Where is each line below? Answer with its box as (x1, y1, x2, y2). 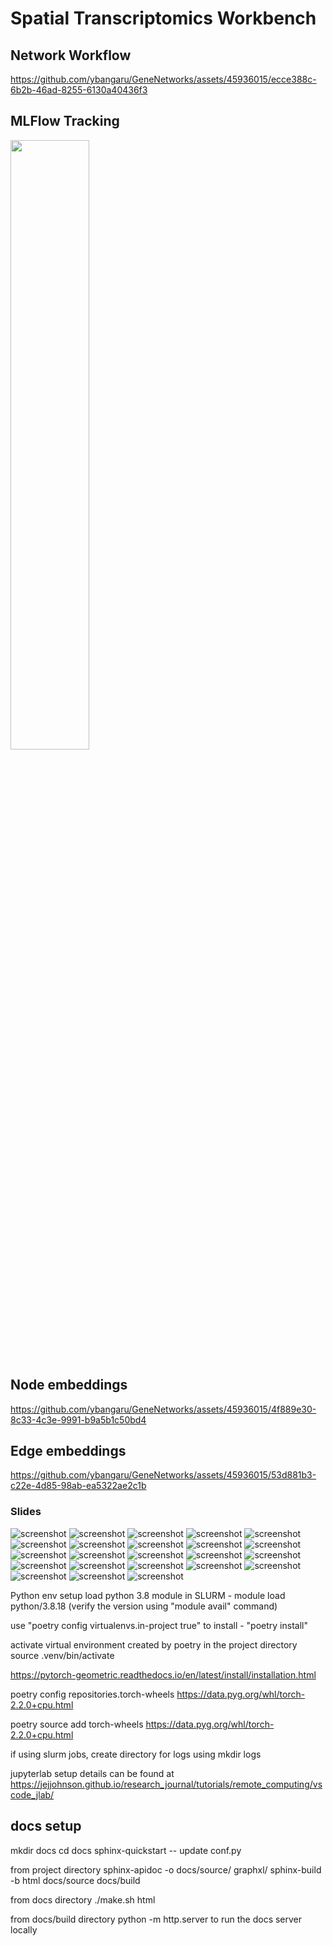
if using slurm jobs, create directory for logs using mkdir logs (10, 1748, 262, 1760)
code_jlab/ (10, 1788, 55, 1801)
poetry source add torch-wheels (10, 1718, 144, 1730)
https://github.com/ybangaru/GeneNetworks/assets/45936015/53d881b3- (10, 1469, 317, 1481)
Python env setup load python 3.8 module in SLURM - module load (10, 1589, 286, 1601)
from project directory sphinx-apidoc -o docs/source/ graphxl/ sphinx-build (10, 1863, 322, 1876)
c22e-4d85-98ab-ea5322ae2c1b (10, 1480, 147, 1492)
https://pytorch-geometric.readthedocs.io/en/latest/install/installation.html (10, 1668, 317, 1681)
